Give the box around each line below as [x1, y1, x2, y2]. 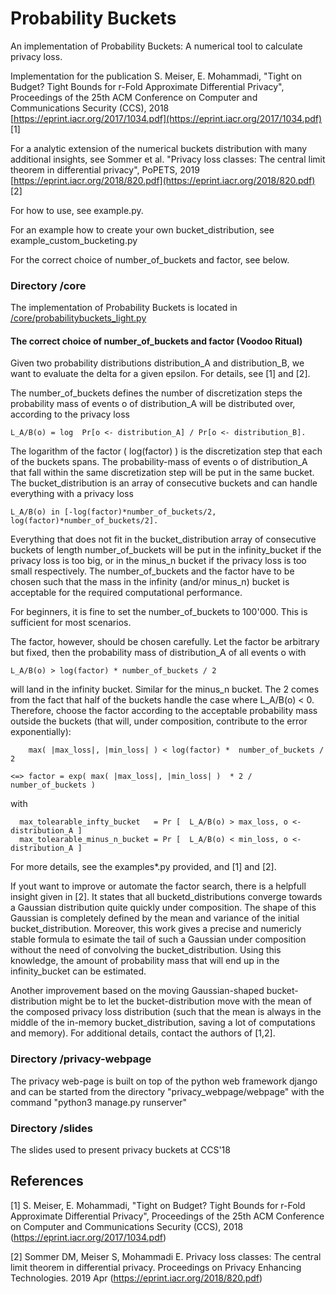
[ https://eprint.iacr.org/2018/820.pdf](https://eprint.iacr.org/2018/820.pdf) [10, 174, 316, 186]
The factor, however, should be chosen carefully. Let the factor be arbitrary [10, 636, 320, 648]
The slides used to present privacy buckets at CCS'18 [10, 1144, 231, 1156]
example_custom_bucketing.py [10, 234, 138, 246]
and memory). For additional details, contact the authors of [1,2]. [10, 1027, 276, 1039]
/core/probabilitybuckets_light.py [10, 312, 147, 324]
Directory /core [10, 278, 87, 292]
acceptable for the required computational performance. [10, 587, 243, 599]
